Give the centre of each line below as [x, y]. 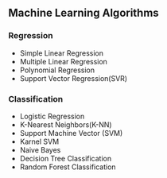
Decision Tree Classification [66, 158]
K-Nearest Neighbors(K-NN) [66, 124]
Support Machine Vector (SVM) [71, 133]
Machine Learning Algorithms [83, 13]
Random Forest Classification [68, 167]
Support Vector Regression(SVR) [74, 78]
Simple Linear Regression [62, 53]
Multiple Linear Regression [63, 61]
